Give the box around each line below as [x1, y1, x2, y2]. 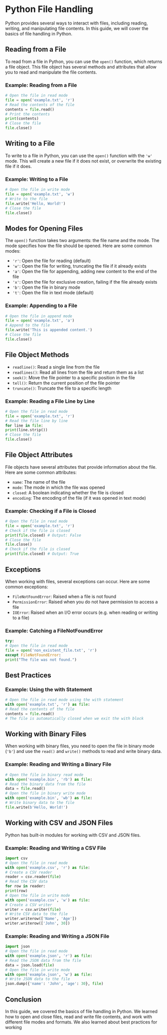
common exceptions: [5, 584, 48, 590]
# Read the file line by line [5, 418, 68, 423]
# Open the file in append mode [5, 314, 72, 319]
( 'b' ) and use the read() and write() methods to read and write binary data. [5, 748, 162, 754]
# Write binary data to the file [5, 800, 75, 805]
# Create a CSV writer [5, 902, 52, 907]
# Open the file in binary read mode [5, 772, 84, 777]
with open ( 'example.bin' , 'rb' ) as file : [5, 777, 93, 782]
